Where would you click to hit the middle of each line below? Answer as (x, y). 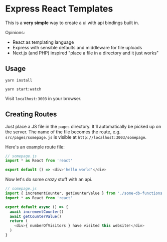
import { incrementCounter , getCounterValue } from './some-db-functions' (85, 193)
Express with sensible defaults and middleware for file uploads (77, 47)
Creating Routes (31, 114)
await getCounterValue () (36, 216)
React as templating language (43, 42)
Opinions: (15, 32)
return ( (19, 221)
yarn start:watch (23, 89)
